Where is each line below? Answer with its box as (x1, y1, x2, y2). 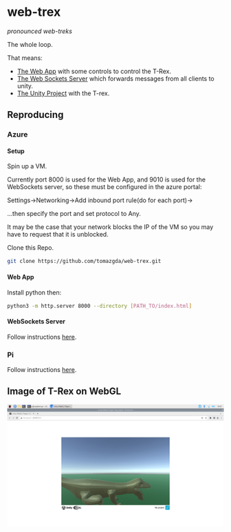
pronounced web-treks (7, 27, 72, 35)
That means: (7, 53, 43, 62)
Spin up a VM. (7, 162, 47, 170)
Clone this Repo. (7, 244, 54, 252)
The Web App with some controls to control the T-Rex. (16, 67, 172, 75)
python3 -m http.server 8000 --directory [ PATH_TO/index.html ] (7, 302, 192, 309)
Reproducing (7, 109, 64, 121)
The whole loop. (7, 40, 53, 48)
